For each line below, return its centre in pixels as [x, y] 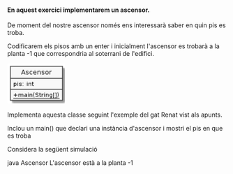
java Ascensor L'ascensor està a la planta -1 [70, 163]
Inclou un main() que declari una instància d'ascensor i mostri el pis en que [115, 129]
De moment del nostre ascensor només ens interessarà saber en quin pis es [116, 25]
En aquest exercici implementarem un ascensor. [78, 10]
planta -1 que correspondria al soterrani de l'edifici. [81, 54]
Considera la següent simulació [52, 150]
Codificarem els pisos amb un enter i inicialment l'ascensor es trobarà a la [113, 46]
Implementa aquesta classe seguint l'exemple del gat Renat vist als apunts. [115, 115]
